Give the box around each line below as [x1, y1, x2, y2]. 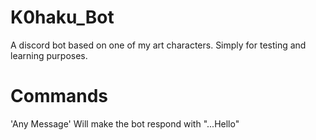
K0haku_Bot [10, 6, 115, 29]
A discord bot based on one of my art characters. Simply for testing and [10, 39, 307, 51]
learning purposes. [10, 49, 88, 61]
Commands [10, 85, 109, 108]
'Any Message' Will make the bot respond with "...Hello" [10, 117, 240, 130]
